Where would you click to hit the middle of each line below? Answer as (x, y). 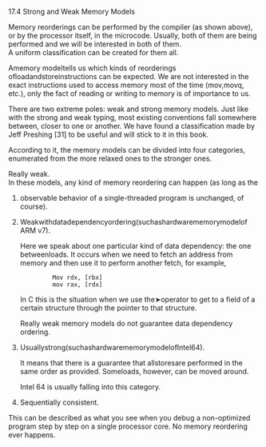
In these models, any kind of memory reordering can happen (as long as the (133, 182)
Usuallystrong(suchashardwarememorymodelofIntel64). (112, 347)
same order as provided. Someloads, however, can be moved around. (134, 371)
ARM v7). (35, 230)
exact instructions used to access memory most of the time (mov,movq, (126, 85)
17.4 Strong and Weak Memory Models (72, 12)
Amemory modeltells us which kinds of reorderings (92, 68)
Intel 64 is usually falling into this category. (90, 387)
